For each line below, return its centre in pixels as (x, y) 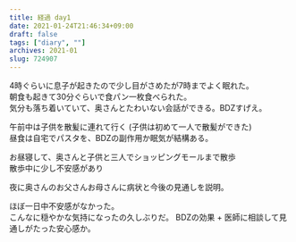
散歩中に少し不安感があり (56, 168)
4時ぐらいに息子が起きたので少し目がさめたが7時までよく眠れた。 (131, 85)
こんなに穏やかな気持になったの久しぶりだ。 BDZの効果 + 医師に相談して (144, 217)
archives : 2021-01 (43, 51)
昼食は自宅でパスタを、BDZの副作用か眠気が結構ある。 (111, 138)
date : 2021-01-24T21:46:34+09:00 (72, 26)
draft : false (34, 34)
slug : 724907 (34, 59)
